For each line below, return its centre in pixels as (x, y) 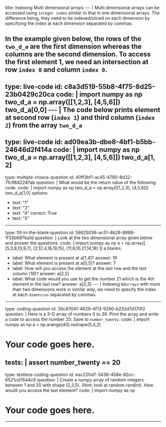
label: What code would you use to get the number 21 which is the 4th (83, 279)
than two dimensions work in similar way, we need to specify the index (84, 289)
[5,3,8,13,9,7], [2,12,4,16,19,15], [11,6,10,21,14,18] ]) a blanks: (63, 248)
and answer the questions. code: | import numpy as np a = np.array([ (75, 243)
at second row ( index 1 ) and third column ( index (80, 117)
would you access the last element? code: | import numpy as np (70, 390)
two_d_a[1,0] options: (27, 193)
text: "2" (21, 208)
